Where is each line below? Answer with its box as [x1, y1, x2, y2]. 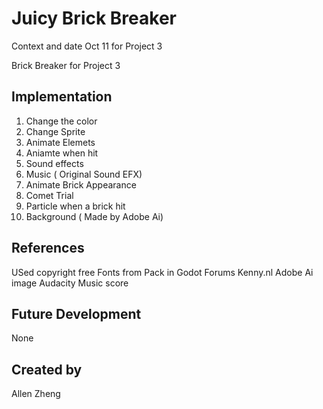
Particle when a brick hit [25, 200, 126, 212]
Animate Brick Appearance [25, 178, 137, 191]
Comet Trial [25, 189, 74, 201]
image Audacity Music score [11, 277, 129, 289]
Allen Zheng [11, 388, 61, 400]
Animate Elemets [25, 136, 96, 148]
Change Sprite [25, 125, 86, 137]
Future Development [11, 305, 142, 322]
